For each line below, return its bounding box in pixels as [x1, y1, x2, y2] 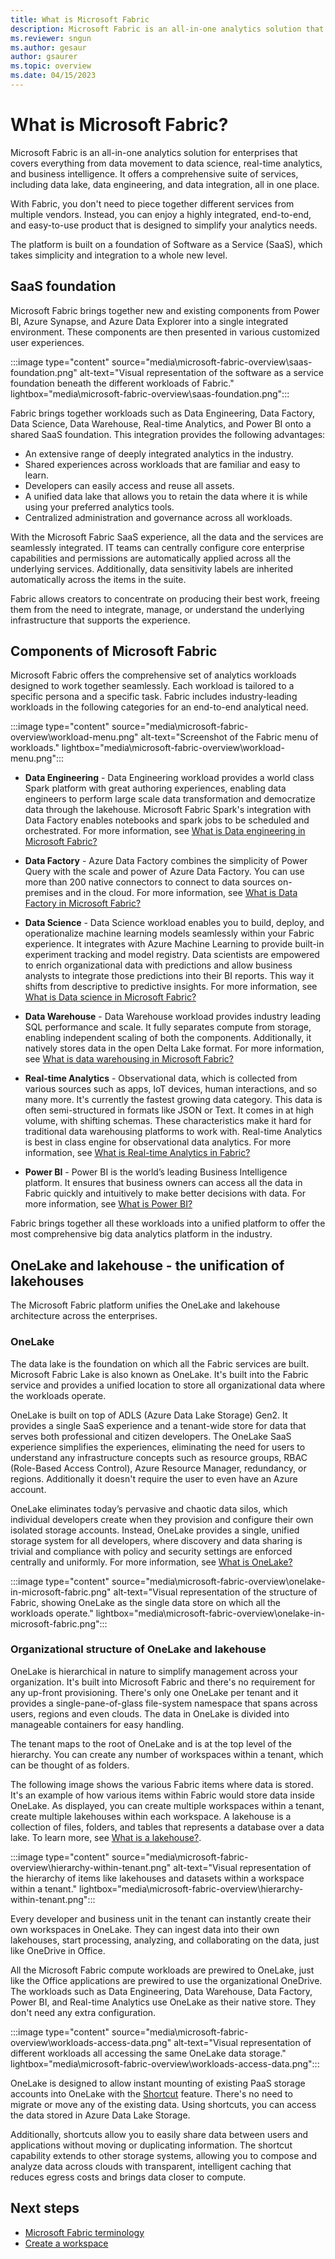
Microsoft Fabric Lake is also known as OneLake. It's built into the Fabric [10, 1368, 309, 1380]
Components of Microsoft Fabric [10, 643, 218, 660]
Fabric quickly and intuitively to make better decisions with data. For [24, 1187, 306, 1200]
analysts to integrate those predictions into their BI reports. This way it [24, 970, 315, 982]
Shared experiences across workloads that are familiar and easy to [24, 458, 301, 470]
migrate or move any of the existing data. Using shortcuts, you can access [10, 2098, 317, 2110]
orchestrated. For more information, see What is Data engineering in [24, 825, 306, 837]
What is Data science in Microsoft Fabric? [24, 991, 197, 1003]
